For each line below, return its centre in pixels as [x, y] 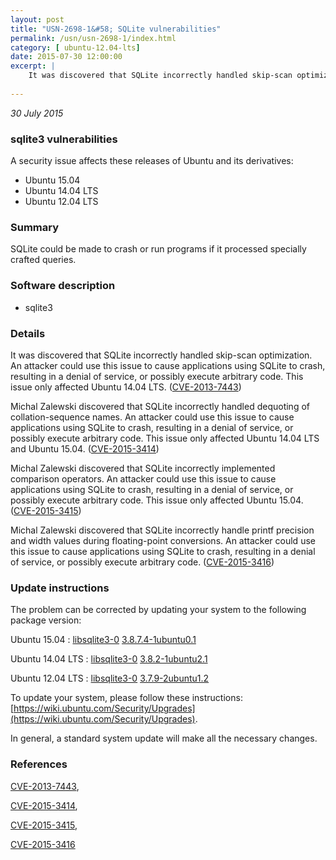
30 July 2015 [37, 113]
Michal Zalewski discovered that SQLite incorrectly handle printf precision [162, 530]
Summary [35, 227]
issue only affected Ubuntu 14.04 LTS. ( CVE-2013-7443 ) [126, 387]
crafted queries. [43, 260]
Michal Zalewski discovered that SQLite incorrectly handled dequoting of [160, 406]
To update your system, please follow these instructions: [126, 698]
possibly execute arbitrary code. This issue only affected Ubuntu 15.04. [157, 500]
